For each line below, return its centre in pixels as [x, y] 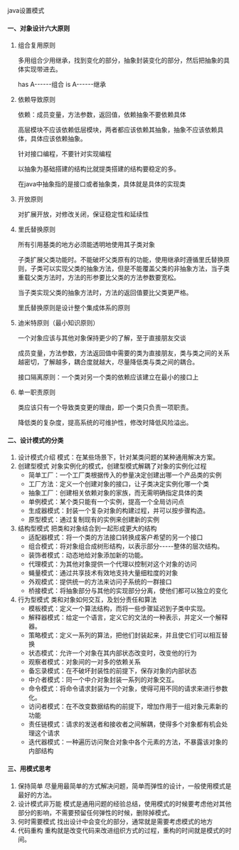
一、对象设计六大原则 [38, 28]
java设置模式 [26, 10]
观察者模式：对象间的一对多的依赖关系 [84, 662]
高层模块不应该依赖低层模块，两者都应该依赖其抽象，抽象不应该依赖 [117, 130]
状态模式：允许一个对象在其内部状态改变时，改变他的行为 [112, 653]
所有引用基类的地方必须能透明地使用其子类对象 [86, 245]
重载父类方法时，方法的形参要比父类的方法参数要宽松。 [99, 278]
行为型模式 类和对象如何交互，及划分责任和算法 [87, 599]
